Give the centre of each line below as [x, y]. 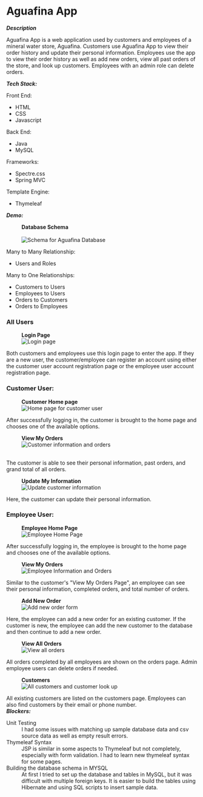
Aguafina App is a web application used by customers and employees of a [99, 39]
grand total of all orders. [36, 469]
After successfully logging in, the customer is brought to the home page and [101, 420]
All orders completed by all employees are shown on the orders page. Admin [102, 662]
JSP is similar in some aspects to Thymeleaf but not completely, [101, 748]
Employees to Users [40, 293]
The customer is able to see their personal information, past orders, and [96, 463]
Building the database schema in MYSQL [57, 768]
